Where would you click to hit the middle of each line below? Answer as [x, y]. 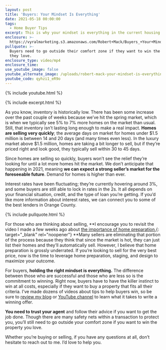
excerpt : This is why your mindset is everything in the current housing [83, 33]
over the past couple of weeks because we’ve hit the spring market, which [81, 117]
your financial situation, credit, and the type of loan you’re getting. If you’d [81, 194]
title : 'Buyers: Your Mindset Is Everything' [53, 14]
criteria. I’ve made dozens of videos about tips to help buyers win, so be [79, 291]
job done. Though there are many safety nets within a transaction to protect [82, 317]
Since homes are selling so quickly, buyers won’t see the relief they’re [76, 158]
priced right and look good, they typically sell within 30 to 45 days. [73, 149]
